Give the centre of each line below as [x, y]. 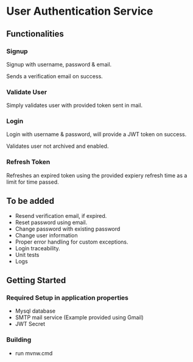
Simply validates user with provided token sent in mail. [75, 106]
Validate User [27, 92]
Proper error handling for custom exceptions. [72, 242]
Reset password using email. [51, 222]
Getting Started [36, 280]
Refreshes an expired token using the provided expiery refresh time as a [97, 175]
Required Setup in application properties [68, 297]
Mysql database [35, 311]
